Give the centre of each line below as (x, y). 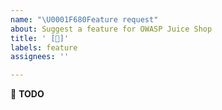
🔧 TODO (27, 94)
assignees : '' (40, 57)
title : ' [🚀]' (40, 38)
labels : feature (44, 47)
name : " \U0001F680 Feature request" (84, 19)
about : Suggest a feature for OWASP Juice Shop (111, 29)
